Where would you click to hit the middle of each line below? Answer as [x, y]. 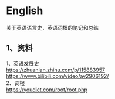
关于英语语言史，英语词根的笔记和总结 [52, 28]
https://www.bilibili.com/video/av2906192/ [58, 76]
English [25, 11]
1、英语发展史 [23, 63]
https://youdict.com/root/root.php [47, 90]
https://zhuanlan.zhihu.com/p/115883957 [56, 70]
